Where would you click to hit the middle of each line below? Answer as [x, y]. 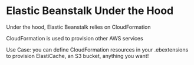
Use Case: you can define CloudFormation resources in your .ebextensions [97, 49]
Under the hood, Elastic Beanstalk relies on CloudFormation [78, 27]
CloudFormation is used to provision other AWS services [75, 38]
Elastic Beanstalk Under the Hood [90, 11]
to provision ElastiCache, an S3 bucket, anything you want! [78, 56]
